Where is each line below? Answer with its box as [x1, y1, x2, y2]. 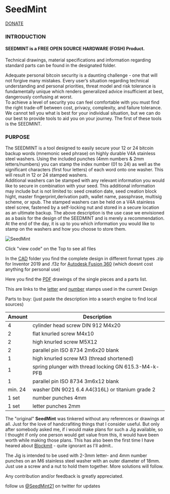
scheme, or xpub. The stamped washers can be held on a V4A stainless [5, 199, 155, 205]
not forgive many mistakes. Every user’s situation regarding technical [5, 78, 149, 84]
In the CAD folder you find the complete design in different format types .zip [5, 256, 164, 262]
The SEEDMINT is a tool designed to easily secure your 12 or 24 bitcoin [5, 145, 154, 151]
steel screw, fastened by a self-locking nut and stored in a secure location [5, 204, 159, 210]
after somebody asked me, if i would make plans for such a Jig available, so [5, 426, 163, 433]
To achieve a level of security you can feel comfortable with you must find [5, 99, 159, 105]
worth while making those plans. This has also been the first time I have [5, 437, 154, 443]
